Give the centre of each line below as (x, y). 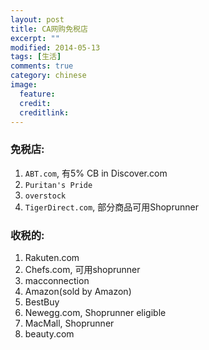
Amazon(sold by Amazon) (78, 291)
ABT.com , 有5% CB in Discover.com (96, 173)
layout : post (37, 19)
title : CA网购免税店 (49, 29)
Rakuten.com (52, 257)
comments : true (42, 66)
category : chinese (48, 76)
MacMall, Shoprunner (69, 323)
